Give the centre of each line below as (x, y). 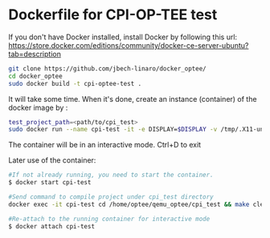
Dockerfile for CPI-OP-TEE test (113, 15)
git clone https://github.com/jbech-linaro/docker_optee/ (107, 69)
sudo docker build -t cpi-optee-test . (75, 83)
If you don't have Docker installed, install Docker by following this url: (123, 37)
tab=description (35, 54)
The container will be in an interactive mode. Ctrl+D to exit (105, 145)
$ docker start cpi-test (50, 183)
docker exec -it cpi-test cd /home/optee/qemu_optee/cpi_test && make (129, 204)
